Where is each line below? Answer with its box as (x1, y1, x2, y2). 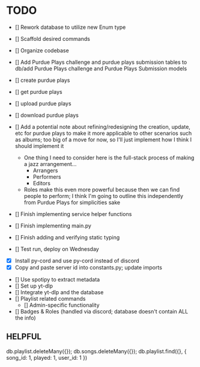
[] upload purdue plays (14, 100, 71, 107)
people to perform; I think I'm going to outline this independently (23, 192, 184, 199)
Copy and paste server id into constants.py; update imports (14, 264, 162, 271)
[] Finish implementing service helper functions (14, 210, 132, 217)
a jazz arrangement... (23, 160, 77, 167)
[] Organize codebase (14, 46, 69, 54)
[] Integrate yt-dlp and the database (14, 289, 104, 296)
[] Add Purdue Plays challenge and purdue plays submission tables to (14, 58, 187, 66)
